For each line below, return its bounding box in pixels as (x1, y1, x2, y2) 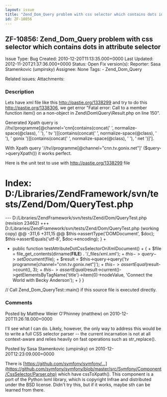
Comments (5, 299, 32, 306)
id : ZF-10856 (5, 16, 32, 21)
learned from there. (5, 387, 45, 393)
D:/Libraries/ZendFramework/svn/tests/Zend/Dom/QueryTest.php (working (5, 225, 159, 231)
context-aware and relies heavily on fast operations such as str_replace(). (5, 336, 156, 342)
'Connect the (126, 272, 153, 278)
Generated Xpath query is (5, 120, 58, 126)
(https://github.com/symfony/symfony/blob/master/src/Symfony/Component (5, 366, 162, 372)
